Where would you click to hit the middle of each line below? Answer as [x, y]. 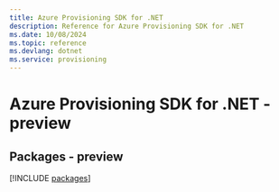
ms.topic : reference [48, 43]
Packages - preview [66, 156]
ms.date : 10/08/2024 [48, 34]
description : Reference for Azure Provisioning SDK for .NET [127, 26]
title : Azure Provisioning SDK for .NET [87, 18]
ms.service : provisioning [58, 59]
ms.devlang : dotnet [46, 51]
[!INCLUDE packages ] [50, 178]
